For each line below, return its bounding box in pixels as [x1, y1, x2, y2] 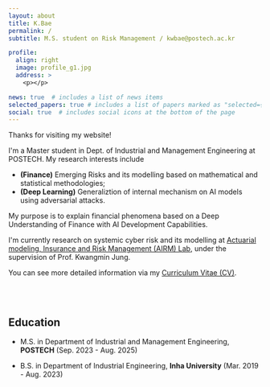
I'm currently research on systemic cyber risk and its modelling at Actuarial [8, 235, 257, 245]
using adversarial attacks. [19, 196, 106, 205]
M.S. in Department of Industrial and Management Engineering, [19, 337, 230, 347]
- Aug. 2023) [19, 369, 63, 379]
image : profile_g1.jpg [15, 64, 92, 72]
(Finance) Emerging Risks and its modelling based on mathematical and [19, 170, 259, 179]
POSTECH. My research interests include [8, 154, 145, 164]
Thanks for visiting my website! [8, 130, 112, 140]
